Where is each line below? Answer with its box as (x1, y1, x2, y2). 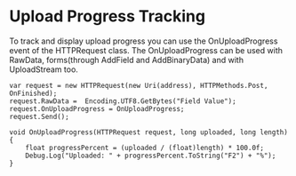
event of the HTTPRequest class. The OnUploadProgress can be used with (9, 44, 283, 55)
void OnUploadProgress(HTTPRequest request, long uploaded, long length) (9, 127, 289, 137)
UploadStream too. (9, 64, 78, 75)
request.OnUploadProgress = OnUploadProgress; (9, 104, 185, 113)
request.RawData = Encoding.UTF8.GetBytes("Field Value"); (9, 96, 237, 106)
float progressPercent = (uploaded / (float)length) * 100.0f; (25, 143, 265, 152)
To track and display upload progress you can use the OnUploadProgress (9, 36, 278, 46)
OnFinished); (9, 89, 58, 98)
